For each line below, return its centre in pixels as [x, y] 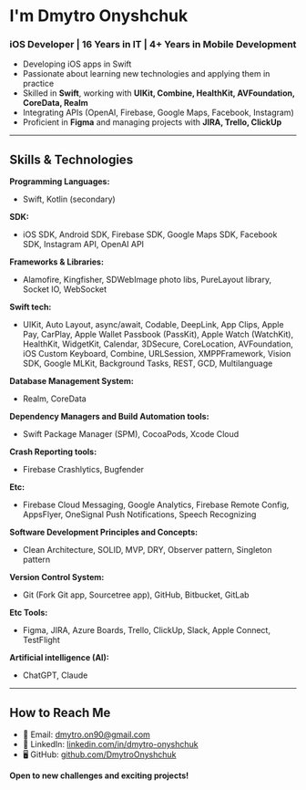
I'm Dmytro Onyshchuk [99, 16]
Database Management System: [71, 381]
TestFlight [41, 640]
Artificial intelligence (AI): [59, 658]
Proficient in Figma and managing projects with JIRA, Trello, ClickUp [152, 122]
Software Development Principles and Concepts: [104, 532]
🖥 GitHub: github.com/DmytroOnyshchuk [99, 754]
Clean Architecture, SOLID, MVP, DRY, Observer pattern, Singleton [147, 550]
